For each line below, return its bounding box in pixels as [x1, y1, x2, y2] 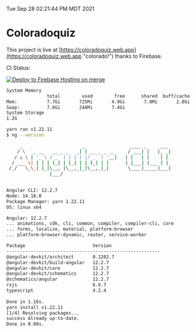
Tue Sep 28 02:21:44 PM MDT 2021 [6, 5, 95, 12]
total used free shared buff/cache [46, 93, 190, 99]
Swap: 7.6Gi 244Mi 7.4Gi [6, 104, 125, 110]
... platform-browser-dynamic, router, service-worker [6, 232, 147, 238]
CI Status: [6, 64, 31, 71]
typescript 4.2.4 [6, 287, 107, 294]
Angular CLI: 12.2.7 [6, 187, 58, 193]
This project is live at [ [6, 46, 62, 53]
